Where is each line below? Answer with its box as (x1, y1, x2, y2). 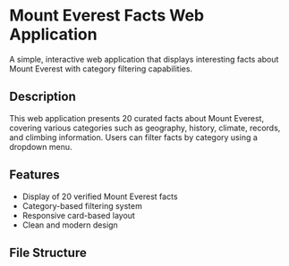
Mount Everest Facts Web (9, 5, 204, 26)
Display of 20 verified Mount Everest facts (21, 191, 178, 202)
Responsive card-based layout (21, 210, 136, 220)
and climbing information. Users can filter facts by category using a (9, 131, 258, 143)
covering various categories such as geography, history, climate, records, (9, 122, 281, 133)
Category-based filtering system (21, 200, 143, 211)
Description (9, 89, 76, 104)
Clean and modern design (21, 220, 118, 230)
